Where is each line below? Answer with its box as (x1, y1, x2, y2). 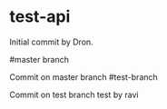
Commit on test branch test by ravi (9, 89, 139, 100)
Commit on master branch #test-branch (9, 71, 159, 83)
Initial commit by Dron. (9, 36, 93, 47)
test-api (9, 6, 71, 27)
